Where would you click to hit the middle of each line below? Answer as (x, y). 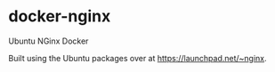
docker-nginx (60, 16)
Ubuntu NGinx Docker (49, 41)
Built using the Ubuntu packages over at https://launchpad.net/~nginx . (138, 58)
